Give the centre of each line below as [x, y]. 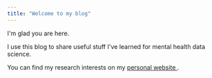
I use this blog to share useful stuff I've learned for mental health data [106, 46]
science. [19, 54]
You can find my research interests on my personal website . [93, 67]
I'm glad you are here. [38, 33]
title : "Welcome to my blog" [49, 13]
